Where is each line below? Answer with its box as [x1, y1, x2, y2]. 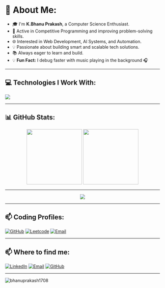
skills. [12, 33, 24, 39]
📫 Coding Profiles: [5, 213, 64, 221]
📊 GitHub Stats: [5, 113, 55, 122]
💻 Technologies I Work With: [5, 79, 96, 87]
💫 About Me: [5, 4, 57, 16]
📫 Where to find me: [5, 248, 70, 256]
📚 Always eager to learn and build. [12, 50, 83, 56]
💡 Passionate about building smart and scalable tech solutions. [12, 44, 139, 50]
